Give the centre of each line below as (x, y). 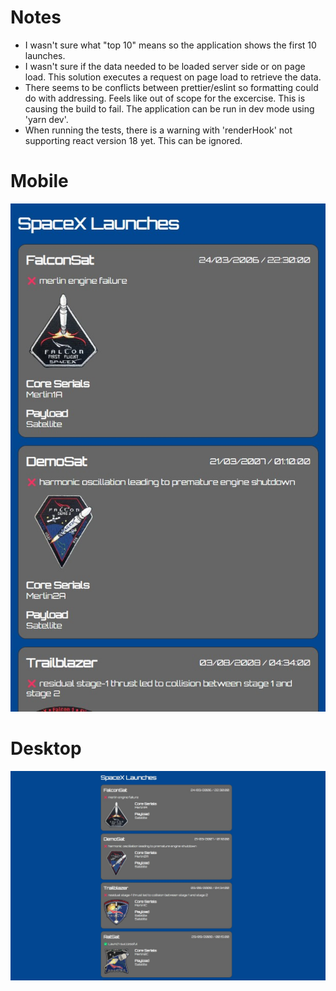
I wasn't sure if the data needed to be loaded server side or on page (165, 66)
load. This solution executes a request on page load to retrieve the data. (173, 77)
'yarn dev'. (46, 119)
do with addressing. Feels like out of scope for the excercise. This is (165, 98)
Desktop (46, 748)
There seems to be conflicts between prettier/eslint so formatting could (171, 87)
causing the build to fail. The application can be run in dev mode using (169, 108)
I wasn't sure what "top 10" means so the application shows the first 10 (170, 45)
